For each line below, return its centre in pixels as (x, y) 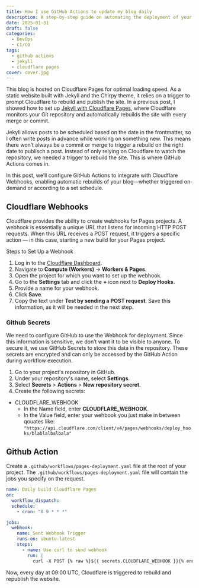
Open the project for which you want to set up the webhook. (88, 276)
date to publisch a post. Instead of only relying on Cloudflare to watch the (96, 151)
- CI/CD (21, 45)
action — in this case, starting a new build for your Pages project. (86, 240)
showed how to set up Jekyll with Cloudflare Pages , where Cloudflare (91, 108)
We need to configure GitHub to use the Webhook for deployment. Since (95, 336)
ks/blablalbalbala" (48, 434)
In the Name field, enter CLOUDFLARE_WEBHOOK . (86, 409)
